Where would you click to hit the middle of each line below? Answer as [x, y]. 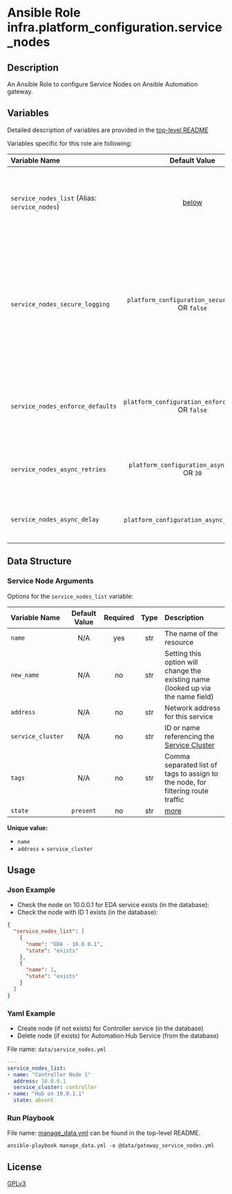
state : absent [33, 1101]
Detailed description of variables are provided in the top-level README [108, 130]
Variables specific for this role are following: [70, 143]
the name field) [189, 696]
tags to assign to [192, 774]
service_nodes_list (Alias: [54, 198]
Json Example [31, 890]
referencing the [190, 736]
